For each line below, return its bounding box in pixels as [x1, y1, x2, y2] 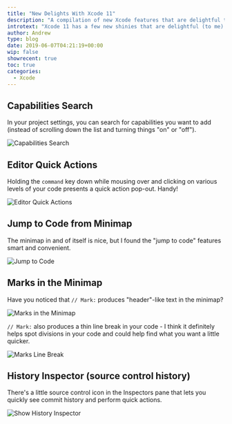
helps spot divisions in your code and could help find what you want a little [7, 329, 220, 338]
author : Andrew [7, 29, 51, 37]
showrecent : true [7, 55, 57, 62]
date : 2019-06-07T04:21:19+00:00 [7, 42, 104, 49]
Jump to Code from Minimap [7, 218, 133, 230]
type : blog [7, 36, 39, 43]
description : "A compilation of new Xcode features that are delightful [7, 17, 221, 23]
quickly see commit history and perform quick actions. [7, 396, 162, 404]
